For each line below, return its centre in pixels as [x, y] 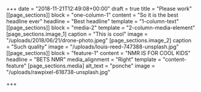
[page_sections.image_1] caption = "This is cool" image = [77, 34]
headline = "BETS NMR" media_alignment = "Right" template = [84, 59]
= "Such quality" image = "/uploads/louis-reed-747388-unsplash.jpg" [93, 47]
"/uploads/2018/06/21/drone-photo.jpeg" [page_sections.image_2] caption [99, 40]
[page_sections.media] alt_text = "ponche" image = [91, 66]
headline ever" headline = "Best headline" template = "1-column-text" [93, 21]
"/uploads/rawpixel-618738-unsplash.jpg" [58, 72]
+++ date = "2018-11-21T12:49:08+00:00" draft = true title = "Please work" [99, 9]
